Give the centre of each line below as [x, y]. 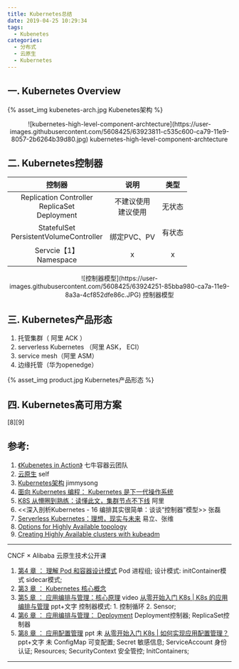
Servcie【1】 [57, 250]
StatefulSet [57, 228]
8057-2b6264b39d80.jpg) [50, 139]
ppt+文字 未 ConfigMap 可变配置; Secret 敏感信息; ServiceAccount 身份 [122, 642]
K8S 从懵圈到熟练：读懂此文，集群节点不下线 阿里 [91, 501]
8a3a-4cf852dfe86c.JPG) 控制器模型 [119, 295]
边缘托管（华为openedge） [58, 365]
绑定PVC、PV [132, 238]
